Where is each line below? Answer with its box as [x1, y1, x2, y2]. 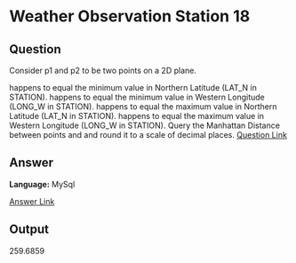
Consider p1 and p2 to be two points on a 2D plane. [9, 65, 197, 76]
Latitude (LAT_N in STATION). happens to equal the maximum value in [9, 111, 265, 121]
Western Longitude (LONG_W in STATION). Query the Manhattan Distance [9, 120, 280, 131]
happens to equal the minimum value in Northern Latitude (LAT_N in [9, 83, 258, 92]
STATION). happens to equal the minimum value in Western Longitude [9, 92, 265, 102]
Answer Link [9, 195, 55, 206]
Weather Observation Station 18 [9, 6, 251, 27]
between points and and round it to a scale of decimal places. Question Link [9, 130, 287, 139]
